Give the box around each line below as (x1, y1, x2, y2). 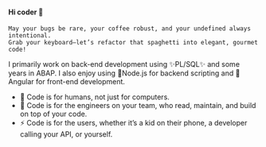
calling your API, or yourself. (19, 130, 113, 139)
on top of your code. (19, 109, 88, 119)
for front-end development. (35, 77, 126, 87)
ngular (8, 77, 34, 87)
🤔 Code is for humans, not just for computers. (19, 92, 170, 102)
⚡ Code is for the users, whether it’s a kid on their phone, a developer (19, 118, 248, 128)
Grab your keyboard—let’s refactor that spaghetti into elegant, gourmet (8, 39, 259, 47)
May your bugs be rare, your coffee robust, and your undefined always (8, 25, 251, 33)
